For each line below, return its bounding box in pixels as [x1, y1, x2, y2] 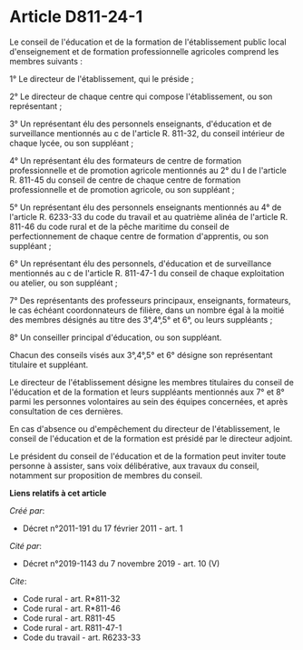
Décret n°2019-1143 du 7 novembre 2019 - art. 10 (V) [22, 557, 220, 569]
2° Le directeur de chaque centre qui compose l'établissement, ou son [9, 91, 273, 102]
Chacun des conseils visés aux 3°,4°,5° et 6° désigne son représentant [9, 349, 274, 360]
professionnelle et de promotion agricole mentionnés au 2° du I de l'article [9, 165, 288, 175]
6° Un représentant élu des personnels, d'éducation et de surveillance [9, 257, 272, 269]
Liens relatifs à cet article [9, 487, 107, 498]
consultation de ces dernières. [9, 405, 123, 416]
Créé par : [9, 505, 45, 515]
